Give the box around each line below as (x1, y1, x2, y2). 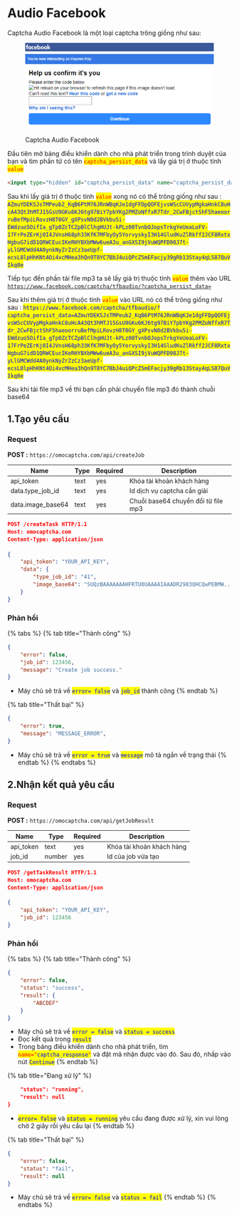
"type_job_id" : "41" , (33, 574, 97, 581)
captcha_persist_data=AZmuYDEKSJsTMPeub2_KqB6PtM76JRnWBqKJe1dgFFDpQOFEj (7, 311, 231, 319)
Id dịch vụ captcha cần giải (129, 487, 208, 495)
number (44, 852, 68, 861)
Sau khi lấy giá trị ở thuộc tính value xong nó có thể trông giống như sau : (7, 192, 222, 200)
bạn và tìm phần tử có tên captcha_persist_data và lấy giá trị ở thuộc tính (7, 157, 222, 165)
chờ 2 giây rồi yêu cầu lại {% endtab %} (17, 1122, 135, 1130)
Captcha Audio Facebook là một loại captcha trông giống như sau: (7, 29, 201, 37)
